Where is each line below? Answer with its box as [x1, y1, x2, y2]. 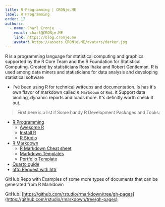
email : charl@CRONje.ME [14, 30, 63, 35]
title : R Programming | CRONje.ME [5, 7, 77, 12]
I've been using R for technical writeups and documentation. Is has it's [12, 84, 156, 90]
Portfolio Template [19, 156, 57, 162]
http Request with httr [12, 166, 57, 172]
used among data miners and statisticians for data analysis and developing [5, 69, 158, 75]
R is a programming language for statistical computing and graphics [5, 53, 144, 59]
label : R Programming [5, 12, 50, 17]
